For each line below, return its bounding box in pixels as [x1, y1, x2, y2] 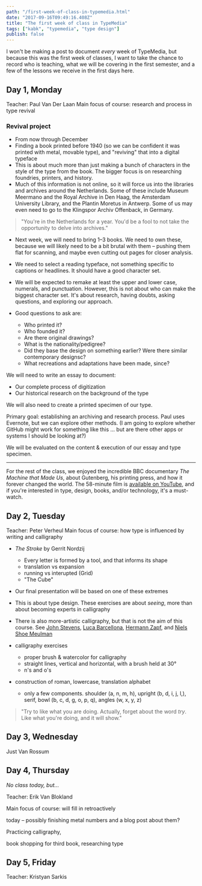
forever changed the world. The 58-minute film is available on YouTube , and [6, 480, 194, 488]
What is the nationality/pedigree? [23, 340, 106, 348]
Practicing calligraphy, [6, 828, 62, 835]
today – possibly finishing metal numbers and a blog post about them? [6, 816, 180, 824]
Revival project [6, 122, 51, 130]
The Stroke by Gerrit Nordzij [14, 545, 85, 552]
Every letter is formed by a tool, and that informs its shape [23, 556, 168, 564]
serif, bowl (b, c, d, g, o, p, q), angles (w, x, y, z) [23, 696, 142, 704]
